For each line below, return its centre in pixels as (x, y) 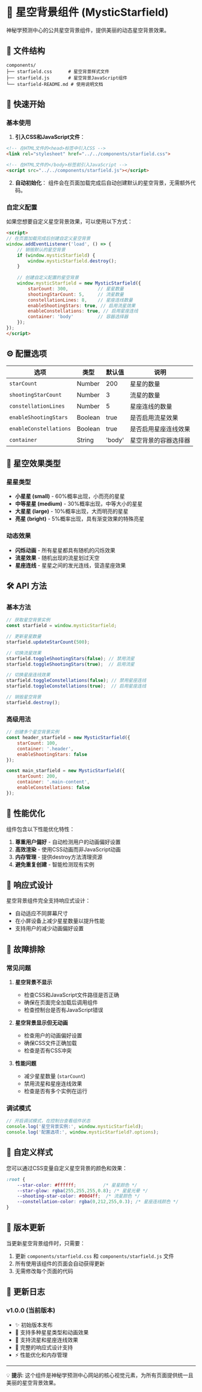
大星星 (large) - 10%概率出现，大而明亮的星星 (72, 511)
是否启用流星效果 (154, 417)
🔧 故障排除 (26, 949)
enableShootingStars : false (52, 754)
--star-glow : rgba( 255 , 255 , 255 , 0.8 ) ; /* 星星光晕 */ (83, 1191)
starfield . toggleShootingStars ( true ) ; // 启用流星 (71, 664)
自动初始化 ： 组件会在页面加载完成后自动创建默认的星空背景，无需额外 (103, 182)
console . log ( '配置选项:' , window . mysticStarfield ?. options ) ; (83, 1132)
